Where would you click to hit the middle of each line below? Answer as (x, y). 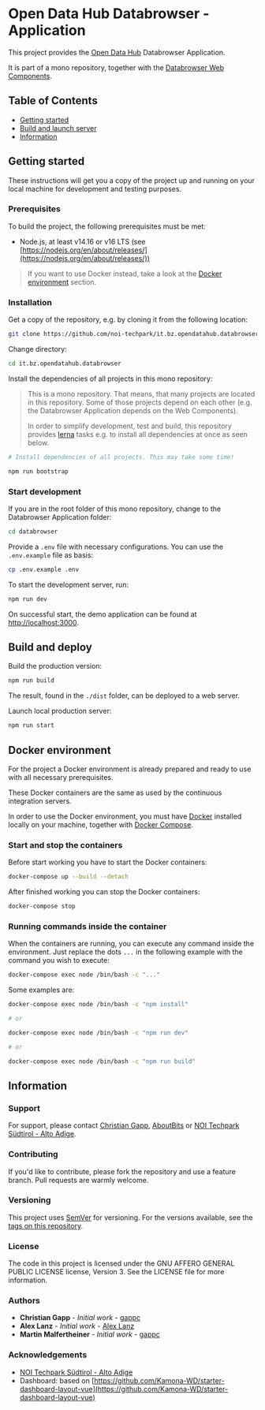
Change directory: (37, 349)
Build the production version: (55, 666)
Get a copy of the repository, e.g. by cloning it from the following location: (128, 319)
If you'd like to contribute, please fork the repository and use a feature (122, 1171)
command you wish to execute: (59, 961)
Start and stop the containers (65, 845)
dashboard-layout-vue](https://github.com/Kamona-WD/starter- (124, 1389)
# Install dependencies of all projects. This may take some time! (121, 457)
